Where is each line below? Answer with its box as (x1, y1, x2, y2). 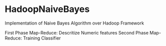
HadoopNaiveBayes (5, 3, 90, 15)
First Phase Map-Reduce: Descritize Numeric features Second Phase (5, 29, 149, 35)
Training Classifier (23, 35, 61, 41)
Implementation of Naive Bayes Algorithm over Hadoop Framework (5, 20, 144, 26)
